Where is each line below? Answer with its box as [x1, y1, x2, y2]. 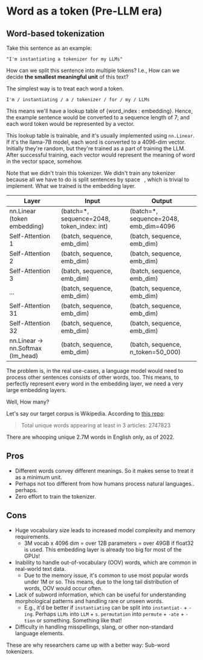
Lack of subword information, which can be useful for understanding [14, 591, 186, 598]
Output [151, 197, 172, 205]
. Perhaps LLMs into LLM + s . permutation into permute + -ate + [32, 610, 184, 618]
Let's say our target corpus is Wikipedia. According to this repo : [6, 410, 165, 417]
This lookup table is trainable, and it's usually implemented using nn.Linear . [6, 132, 195, 139]
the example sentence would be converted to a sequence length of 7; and [6, 114, 190, 121]
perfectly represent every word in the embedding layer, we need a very [6, 380, 183, 387]
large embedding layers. [6, 387, 66, 393]
